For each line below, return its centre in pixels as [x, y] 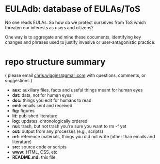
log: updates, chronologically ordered [50, 121]
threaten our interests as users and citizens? [49, 27]
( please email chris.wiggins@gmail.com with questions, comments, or [75, 75]
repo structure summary [55, 62]
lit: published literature [35, 116]
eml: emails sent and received [42, 105]
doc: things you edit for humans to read [52, 100]
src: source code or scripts [39, 146]
